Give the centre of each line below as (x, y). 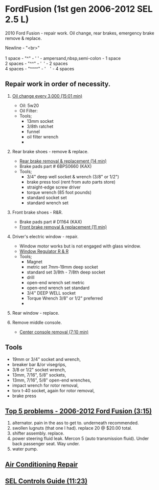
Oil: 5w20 (29, 105)
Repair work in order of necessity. (58, 84)
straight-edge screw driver (54, 187)
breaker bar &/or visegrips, (39, 364)
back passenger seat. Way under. (46, 444)
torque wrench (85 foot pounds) (59, 192)
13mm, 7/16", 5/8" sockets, (39, 375)
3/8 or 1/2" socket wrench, (39, 370)
